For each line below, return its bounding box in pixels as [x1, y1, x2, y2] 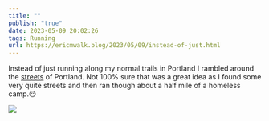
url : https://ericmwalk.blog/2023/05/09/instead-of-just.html [8, 42, 221, 50]
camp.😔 [8, 89, 37, 99]
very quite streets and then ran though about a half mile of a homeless [8, 81, 241, 91]
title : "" [8, 11, 42, 20]
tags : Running [8, 34, 56, 42]
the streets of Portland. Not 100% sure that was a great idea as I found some [8, 72, 262, 82]
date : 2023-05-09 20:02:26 [8, 26, 99, 34]
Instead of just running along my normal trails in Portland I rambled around [8, 63, 255, 73]
